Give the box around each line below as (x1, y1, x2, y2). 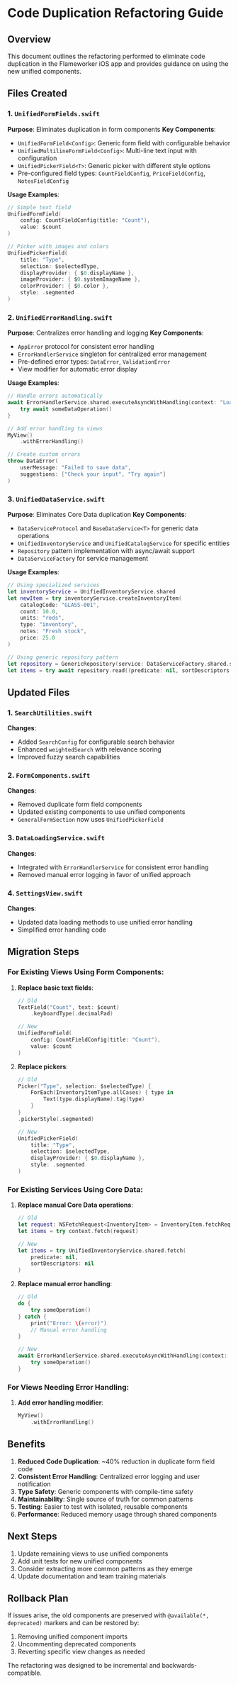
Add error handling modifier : (17, 1398, 104, 1407)
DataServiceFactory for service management (17, 554, 149, 563)
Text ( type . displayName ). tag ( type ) (43, 1095, 145, 1103)
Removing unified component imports (17, 1632, 128, 1641)
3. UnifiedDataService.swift (7, 494, 105, 504)
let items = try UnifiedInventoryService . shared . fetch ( (17, 1247, 186, 1254)
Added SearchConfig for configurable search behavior (17, 737, 175, 746)
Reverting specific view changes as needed (17, 1647, 145, 1656)
